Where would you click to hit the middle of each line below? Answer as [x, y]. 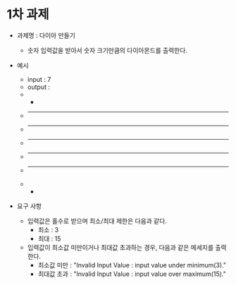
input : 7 [39, 79]
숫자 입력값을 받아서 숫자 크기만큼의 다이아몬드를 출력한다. [107, 50]
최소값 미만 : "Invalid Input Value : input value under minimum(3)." [132, 265]
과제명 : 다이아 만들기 [46, 35]
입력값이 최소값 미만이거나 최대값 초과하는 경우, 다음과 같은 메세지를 [120, 247]
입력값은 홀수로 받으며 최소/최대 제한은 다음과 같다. [97, 221]
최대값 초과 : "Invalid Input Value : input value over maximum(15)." [132, 274]
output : [39, 87]
